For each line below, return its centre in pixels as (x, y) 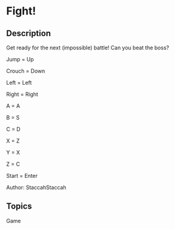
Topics (19, 206)
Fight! (21, 11)
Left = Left (19, 83)
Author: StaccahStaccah (36, 187)
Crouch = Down (26, 71)
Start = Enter (22, 176)
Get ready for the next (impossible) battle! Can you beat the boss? (88, 47)
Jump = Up (20, 59)
